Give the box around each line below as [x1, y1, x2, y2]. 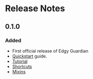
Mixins [12, 69, 26, 75]
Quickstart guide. [12, 53, 47, 59]
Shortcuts [12, 63, 32, 69]
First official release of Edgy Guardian [12, 48, 89, 54]
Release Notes [5, 3, 65, 14]
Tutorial [12, 58, 28, 64]
